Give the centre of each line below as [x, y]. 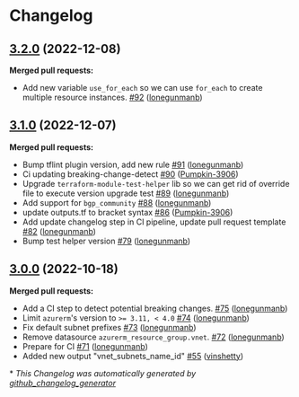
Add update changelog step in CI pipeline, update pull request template [154, 222]
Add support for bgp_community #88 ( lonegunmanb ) [117, 202]
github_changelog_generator [63, 383]
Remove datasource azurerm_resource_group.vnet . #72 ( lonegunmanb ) [153, 337]
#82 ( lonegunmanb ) [59, 231]
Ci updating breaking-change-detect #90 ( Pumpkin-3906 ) [131, 174]
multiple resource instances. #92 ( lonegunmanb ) [113, 97]
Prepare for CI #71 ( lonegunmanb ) [85, 346]
